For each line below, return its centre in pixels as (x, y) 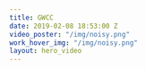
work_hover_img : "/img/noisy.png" (74, 43)
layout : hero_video (46, 51)
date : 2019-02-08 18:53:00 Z (64, 26)
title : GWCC (31, 17)
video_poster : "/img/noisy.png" (69, 34)
